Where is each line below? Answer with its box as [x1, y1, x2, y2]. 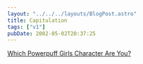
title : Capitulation [7, 17, 68, 24]
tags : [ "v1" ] [7, 23, 46, 30]
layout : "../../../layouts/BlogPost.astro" [7, 10, 137, 18]
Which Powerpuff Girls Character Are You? [7, 49, 132, 58]
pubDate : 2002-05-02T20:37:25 [7, 30, 97, 37]
